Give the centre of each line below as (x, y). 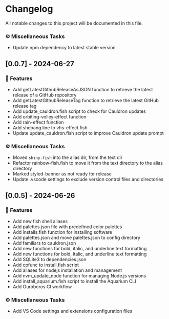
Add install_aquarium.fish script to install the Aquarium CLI (75, 281)
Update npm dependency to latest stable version (64, 48)
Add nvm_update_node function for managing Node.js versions (79, 275)
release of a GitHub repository (45, 95)
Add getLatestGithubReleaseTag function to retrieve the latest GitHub (86, 100)
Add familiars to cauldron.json (44, 243)
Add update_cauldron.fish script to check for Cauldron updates (79, 111)
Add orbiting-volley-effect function (49, 116)
